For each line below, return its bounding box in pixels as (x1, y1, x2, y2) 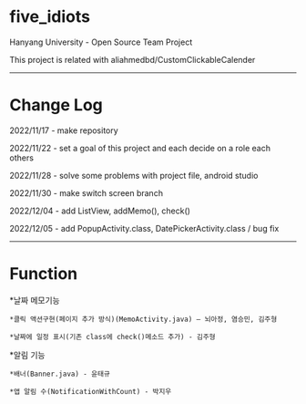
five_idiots (9, 6, 91, 27)
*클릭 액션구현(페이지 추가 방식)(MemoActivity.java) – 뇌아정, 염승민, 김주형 (9, 315, 278, 324)
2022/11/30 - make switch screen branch (9, 187, 164, 198)
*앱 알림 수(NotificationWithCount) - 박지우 (9, 387, 172, 396)
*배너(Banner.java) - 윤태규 (9, 369, 111, 378)
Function (9, 264, 78, 285)
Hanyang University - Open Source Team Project (9, 36, 193, 47)
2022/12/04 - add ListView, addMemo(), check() (9, 205, 191, 216)
